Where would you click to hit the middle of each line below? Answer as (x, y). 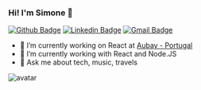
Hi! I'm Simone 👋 (41, 13)
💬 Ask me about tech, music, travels (78, 62)
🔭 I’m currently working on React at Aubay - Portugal (106, 45)
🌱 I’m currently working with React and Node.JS (98, 54)
